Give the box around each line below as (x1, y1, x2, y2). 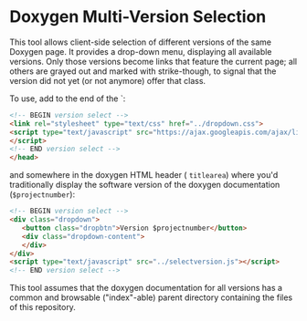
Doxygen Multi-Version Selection (9, 6, 267, 27)
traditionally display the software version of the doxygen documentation (9, 180, 281, 191)
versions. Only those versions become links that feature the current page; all (9, 56, 298, 67)
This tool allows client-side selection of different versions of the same (9, 36, 272, 47)
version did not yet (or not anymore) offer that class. (9, 75, 206, 86)
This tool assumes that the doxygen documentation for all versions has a (9, 283, 283, 294)
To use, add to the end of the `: (9, 93, 126, 104)
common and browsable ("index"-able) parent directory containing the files (9, 292, 293, 303)
